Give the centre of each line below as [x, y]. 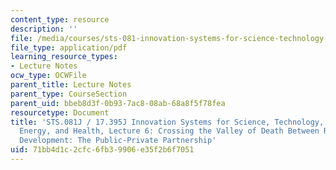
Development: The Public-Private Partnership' [118, 141]
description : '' [44, 29]
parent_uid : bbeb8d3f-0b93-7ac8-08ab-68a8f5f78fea [118, 103]
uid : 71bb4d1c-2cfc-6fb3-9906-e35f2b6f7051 [102, 150]
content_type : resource [60, 19]
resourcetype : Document [60, 112]
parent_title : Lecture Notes [71, 85]
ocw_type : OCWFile [48, 76]
